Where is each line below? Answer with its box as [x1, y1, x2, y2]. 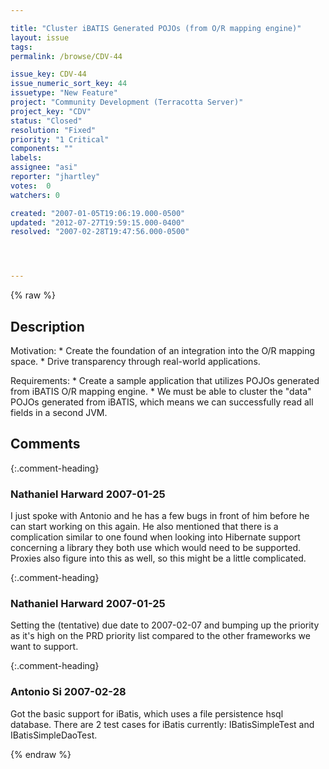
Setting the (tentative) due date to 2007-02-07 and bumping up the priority [10, 619, 320, 631]
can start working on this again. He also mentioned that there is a [10, 521, 279, 533]
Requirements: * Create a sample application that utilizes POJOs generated [10, 374, 320, 386]
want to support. [10, 641, 79, 653]
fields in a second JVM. [10, 406, 108, 418]
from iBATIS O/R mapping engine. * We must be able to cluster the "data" [10, 385, 312, 397]
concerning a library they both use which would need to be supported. [10, 542, 302, 554]
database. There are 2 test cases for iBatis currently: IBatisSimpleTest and [10, 718, 315, 730]
